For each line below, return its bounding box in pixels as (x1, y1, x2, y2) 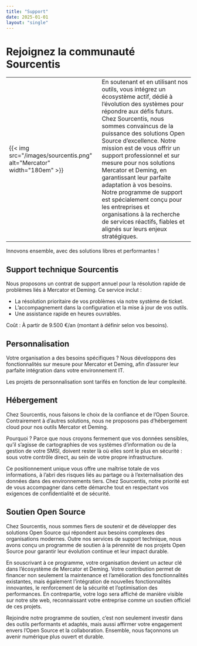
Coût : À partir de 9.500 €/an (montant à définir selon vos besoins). (6, 322, 169, 329)
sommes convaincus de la (101, 122, 174, 130)
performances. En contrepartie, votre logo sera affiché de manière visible (6, 590, 184, 597)
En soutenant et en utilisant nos (101, 78, 188, 86)
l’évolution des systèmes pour (101, 100, 184, 108)
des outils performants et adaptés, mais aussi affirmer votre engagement (6, 620, 182, 627)
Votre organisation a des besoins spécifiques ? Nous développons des (6, 354, 176, 361)
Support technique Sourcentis (6, 264, 119, 274)
